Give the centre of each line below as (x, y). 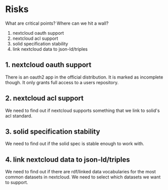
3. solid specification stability (53, 131)
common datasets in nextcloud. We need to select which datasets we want (83, 177)
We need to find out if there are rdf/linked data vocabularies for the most (81, 172)
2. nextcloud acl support (44, 99)
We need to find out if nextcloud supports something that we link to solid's (82, 110)
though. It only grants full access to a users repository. (62, 82)
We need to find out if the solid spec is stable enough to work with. (75, 144)
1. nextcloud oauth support (48, 65)
